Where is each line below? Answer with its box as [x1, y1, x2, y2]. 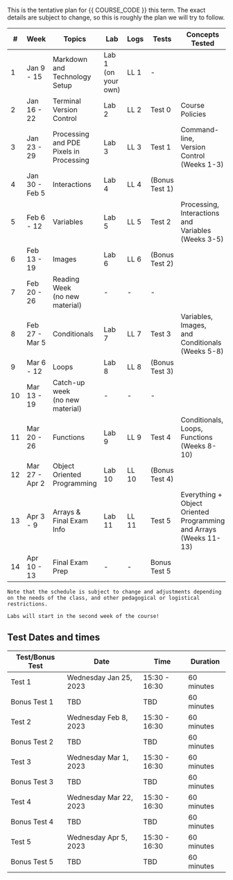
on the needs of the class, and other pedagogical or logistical [7, 594, 200, 601]
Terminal [52, 97, 81, 106]
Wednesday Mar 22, [67, 792, 133, 802]
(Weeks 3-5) [180, 234, 224, 244]
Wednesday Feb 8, [67, 712, 128, 722]
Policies [180, 109, 207, 119]
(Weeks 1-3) [180, 160, 224, 169]
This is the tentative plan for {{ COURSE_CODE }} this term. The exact [7, 6, 206, 14]
